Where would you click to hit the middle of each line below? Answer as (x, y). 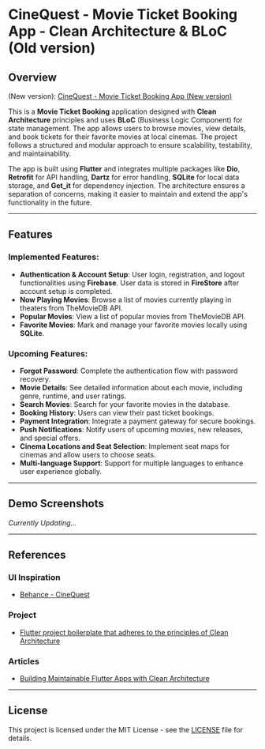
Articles (24, 661)
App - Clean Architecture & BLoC (118, 31)
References (37, 555)
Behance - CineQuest (55, 595)
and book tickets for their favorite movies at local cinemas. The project (123, 137)
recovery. (35, 379)
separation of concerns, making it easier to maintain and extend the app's (128, 194)
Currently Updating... (43, 522)
